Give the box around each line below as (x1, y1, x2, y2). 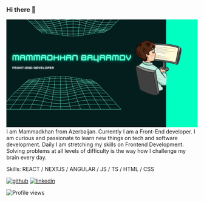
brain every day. (6, 153, 47, 161)
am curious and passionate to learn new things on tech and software (6, 134, 178, 141)
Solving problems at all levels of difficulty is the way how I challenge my (6, 147, 186, 154)
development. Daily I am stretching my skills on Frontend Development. (6, 141, 184, 148)
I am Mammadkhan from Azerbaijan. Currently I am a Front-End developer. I (6, 127, 195, 135)
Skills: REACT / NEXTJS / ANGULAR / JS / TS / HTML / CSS (6, 165, 155, 172)
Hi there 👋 (6, 5, 36, 14)
